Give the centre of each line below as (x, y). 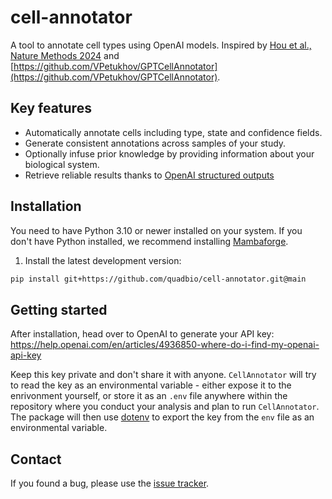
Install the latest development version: (103, 260)
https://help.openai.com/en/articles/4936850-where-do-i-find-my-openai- (165, 345)
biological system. (62, 164)
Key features (51, 108)
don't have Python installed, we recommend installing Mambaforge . (149, 241)
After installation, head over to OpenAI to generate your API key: (142, 334)
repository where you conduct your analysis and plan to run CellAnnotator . (165, 407)
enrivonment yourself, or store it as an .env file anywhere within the (149, 396)
